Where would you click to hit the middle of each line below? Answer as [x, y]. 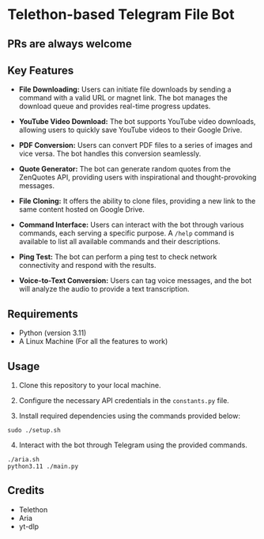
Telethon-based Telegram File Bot [121, 15]
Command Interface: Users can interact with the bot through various [131, 225]
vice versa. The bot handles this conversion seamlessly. [110, 154]
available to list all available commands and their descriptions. [119, 242]
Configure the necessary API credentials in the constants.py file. [124, 401]
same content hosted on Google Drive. [82, 209]
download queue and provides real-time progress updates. [115, 106]
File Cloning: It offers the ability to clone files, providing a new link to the [137, 201]
